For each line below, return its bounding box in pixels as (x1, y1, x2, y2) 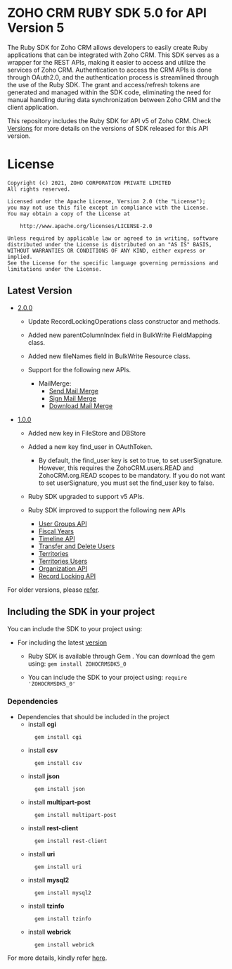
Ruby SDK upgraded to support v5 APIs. (27, 492, 145, 500)
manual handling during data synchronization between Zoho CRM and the (7, 95, 221, 103)
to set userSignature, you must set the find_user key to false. (38, 479, 214, 487)
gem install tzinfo (34, 915, 91, 923)
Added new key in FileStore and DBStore (27, 429, 146, 437)
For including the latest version (17, 638, 108, 647)
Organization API (38, 564, 88, 573)
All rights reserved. (7, 185, 71, 193)
